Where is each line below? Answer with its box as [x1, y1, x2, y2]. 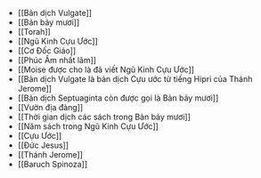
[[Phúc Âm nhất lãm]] [17, 55, 96, 65]
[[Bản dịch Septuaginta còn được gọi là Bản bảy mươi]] [17, 93, 219, 103]
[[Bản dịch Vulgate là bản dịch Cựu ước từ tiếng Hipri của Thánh [17, 74, 253, 84]
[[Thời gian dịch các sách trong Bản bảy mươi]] [17, 111, 192, 122]
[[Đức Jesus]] [17, 140, 69, 150]
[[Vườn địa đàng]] [17, 102, 84, 112]
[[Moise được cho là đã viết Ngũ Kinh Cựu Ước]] [17, 64, 194, 75]
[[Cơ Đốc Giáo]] [17, 45, 77, 56]
